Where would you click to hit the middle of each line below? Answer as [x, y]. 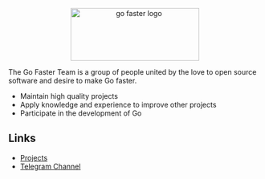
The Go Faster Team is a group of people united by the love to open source [132, 72]
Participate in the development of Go [81, 113]
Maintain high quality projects [69, 96]
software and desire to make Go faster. [73, 81]
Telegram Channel [50, 166]
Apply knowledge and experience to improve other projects [118, 105]
